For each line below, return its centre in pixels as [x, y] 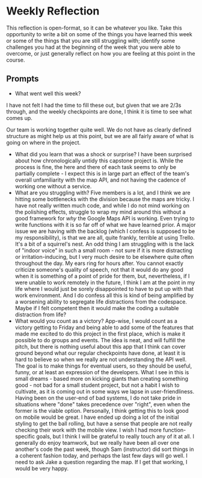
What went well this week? [48, 93]
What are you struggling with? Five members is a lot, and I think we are [103, 193]
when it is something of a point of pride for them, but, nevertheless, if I [102, 276]
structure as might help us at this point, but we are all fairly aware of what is [100, 136]
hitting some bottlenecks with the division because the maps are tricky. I [104, 199]
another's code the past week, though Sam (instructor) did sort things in [104, 449]
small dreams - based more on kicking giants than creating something [101, 378]
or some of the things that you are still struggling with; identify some [91, 40]
